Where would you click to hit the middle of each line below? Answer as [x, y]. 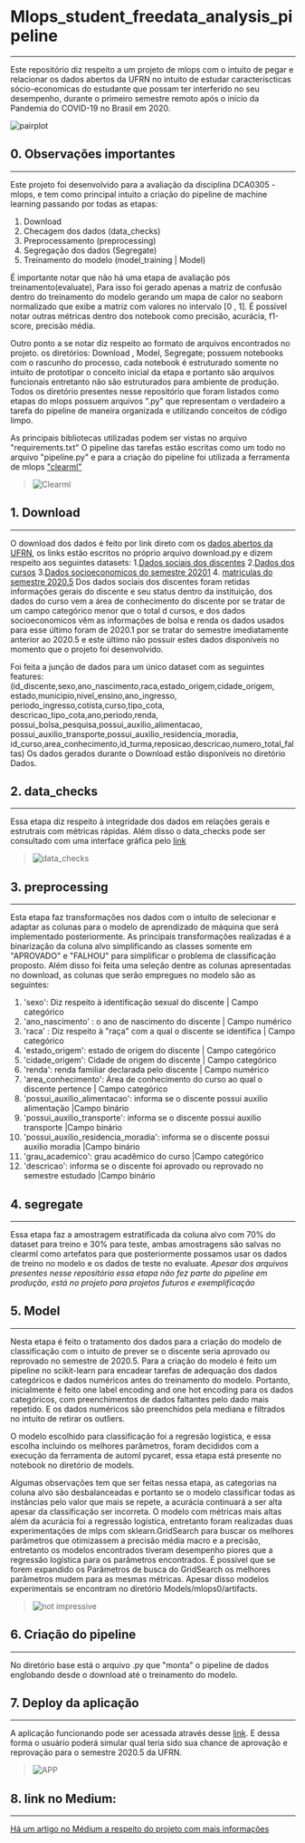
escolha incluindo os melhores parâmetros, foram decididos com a [134, 1445]
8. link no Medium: [63, 1798]
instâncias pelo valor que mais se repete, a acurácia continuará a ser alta [147, 1501]
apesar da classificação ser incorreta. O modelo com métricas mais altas [146, 1511]
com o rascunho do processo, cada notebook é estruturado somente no [144, 362]
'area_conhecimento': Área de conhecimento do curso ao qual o [143, 1080]
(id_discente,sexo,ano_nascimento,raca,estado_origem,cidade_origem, [143, 685]
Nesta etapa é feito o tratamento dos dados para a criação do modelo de [146, 1341]
